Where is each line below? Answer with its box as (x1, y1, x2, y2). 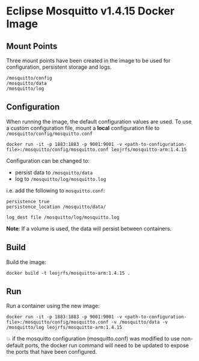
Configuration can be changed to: (6, 157, 90, 164)
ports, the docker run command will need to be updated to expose (25, 342, 189, 349)
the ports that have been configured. (6, 348, 97, 356)
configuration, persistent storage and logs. (6, 63, 112, 71)
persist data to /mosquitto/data (14, 169, 93, 176)
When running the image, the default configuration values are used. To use (6, 118, 192, 125)
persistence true (6, 198, 50, 204)
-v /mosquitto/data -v (111, 319, 168, 325)
